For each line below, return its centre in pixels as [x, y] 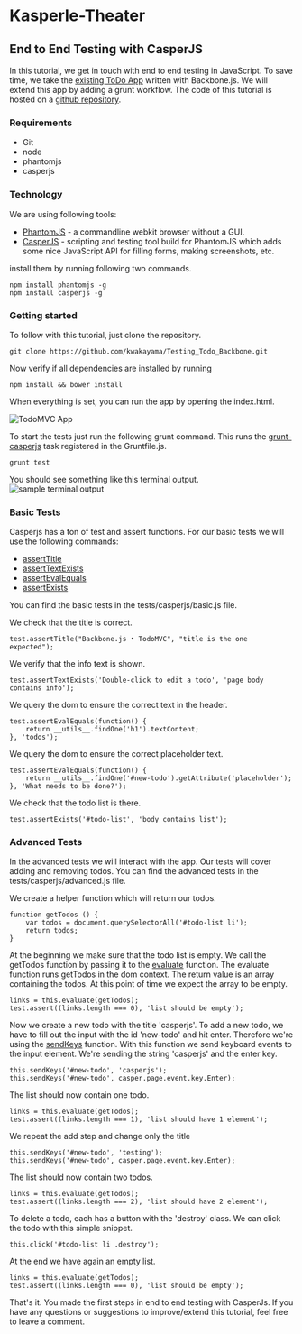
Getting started [44, 315]
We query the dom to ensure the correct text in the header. [119, 705]
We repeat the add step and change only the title [100, 1136]
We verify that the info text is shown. [78, 664]
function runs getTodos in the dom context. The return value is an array [142, 974]
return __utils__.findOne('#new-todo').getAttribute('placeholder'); [159, 778]
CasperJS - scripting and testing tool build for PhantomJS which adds [152, 241]
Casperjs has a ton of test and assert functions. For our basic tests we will [147, 532]
